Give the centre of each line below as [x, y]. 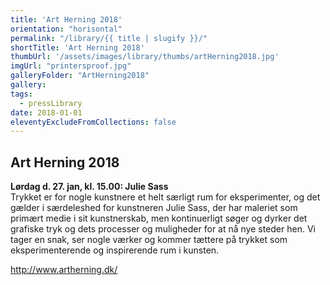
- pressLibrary [51, 103]
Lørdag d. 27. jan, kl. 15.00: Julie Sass [89, 187]
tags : [21, 94]
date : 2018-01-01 [46, 112]
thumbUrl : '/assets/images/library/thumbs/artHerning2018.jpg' [145, 57]
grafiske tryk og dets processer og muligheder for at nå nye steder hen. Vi [163, 229]
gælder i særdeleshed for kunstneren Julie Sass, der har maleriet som [154, 208]
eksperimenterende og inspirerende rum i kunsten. [115, 250]
